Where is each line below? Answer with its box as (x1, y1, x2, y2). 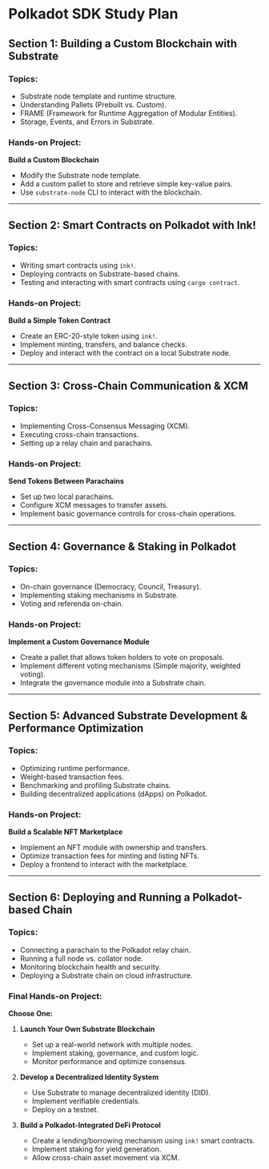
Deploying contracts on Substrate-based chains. (19, 269, 180, 279)
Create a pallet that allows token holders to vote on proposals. (19, 653, 225, 662)
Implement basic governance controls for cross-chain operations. (19, 509, 237, 519)
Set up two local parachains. (19, 492, 114, 501)
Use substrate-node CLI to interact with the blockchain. (19, 187, 203, 197)
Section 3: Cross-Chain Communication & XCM (8, 379, 249, 392)
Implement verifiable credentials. (31, 1096, 140, 1106)
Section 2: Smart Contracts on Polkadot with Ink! (8, 218, 256, 232)
